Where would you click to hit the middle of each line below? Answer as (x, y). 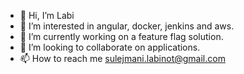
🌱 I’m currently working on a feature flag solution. (121, 36)
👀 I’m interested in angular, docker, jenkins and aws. (127, 26)
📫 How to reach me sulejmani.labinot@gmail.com (122, 58)
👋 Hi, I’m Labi (47, 15)
